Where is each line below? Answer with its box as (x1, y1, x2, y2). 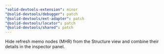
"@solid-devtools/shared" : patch (5, 25, 74, 30)
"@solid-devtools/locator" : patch (5, 20, 76, 26)
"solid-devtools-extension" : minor (5, 7, 78, 12)
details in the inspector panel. (5, 44, 65, 50)
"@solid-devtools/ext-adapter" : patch (5, 16, 84, 21)
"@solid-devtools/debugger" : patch (5, 12, 78, 17)
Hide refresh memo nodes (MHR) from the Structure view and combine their (5, 38, 159, 44)
